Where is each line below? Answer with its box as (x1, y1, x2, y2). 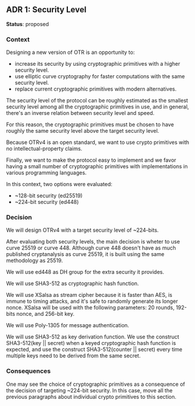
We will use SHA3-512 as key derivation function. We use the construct (6, 333, 180, 340)
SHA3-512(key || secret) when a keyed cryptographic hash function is (6, 340, 176, 347)
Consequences (6, 367, 51, 375)
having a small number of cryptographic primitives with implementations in (6, 163, 188, 170)
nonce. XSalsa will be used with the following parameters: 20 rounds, (6, 304, 175, 311)
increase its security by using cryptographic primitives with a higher (14, 60, 180, 68)
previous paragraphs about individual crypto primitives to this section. (6, 393, 177, 400)
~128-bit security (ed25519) (14, 192, 83, 199)
